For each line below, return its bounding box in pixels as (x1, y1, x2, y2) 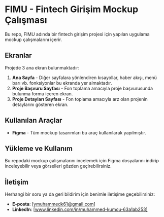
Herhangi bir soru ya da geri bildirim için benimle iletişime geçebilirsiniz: (5, 191, 155, 197)
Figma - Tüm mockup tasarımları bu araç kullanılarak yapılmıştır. (12, 129, 147, 135)
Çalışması (5, 14, 47, 26)
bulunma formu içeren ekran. (12, 90, 73, 97)
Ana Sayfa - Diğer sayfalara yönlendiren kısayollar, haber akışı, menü (12, 75, 157, 81)
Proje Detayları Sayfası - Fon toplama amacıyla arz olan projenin (12, 96, 148, 102)
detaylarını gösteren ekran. (12, 101, 69, 107)
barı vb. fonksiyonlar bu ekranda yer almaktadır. (12, 80, 112, 86)
